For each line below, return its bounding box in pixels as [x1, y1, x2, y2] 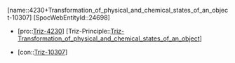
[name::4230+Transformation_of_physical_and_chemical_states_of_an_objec [7, 6, 229, 14]
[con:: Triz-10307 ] [17, 48, 68, 56]
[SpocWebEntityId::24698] [33, 13, 110, 22]
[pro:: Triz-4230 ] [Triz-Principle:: [17, 27, 111, 35]
